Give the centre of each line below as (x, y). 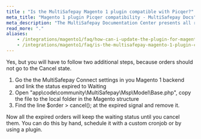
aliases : (17, 34)
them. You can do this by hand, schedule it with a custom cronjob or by (94, 123)
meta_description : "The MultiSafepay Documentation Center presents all (99, 23)
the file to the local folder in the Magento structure (77, 98)
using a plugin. (25, 129)
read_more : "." (25, 28)
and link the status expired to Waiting (60, 86)
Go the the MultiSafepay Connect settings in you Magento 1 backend (99, 80)
